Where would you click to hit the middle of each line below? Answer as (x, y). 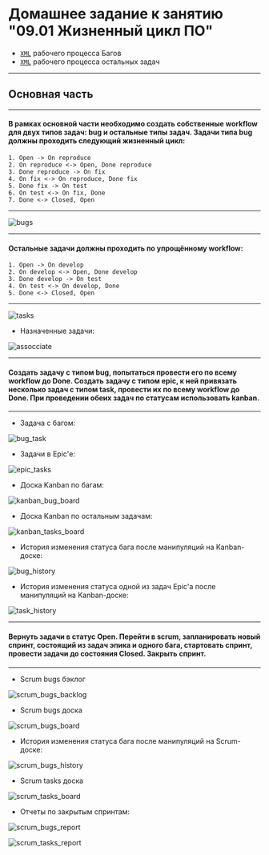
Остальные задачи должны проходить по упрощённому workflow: (126, 248)
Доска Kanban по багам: (62, 485)
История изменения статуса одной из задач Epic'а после (118, 587)
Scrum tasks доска (52, 781)
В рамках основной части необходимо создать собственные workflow (133, 124)
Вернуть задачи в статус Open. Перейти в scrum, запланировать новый (134, 636)
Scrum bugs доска (51, 710)
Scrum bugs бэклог (52, 679)
